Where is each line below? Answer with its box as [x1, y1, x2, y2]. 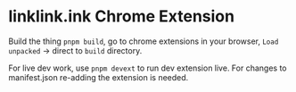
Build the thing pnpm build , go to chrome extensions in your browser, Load [8, 36, 279, 46]
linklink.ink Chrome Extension [8, 6, 235, 27]
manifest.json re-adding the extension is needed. [8, 71, 189, 82]
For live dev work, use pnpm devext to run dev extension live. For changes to [8, 63, 287, 73]
